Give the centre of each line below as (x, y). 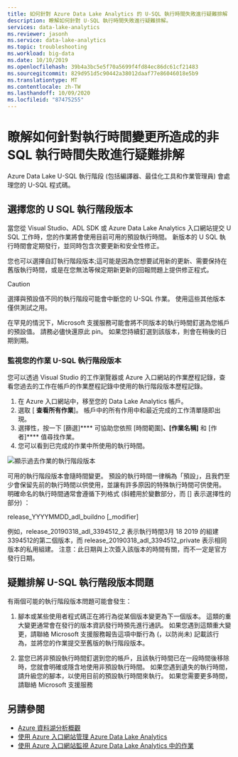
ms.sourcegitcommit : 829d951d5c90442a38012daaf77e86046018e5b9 (103, 73)
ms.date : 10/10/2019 (38, 60)
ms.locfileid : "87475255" (45, 100)
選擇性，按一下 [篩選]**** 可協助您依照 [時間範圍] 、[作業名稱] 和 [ (114, 428)
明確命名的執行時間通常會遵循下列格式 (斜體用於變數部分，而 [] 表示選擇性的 (119, 494)
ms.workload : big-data (41, 54)
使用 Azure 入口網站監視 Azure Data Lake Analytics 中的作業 (106, 745)
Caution (19, 284)
